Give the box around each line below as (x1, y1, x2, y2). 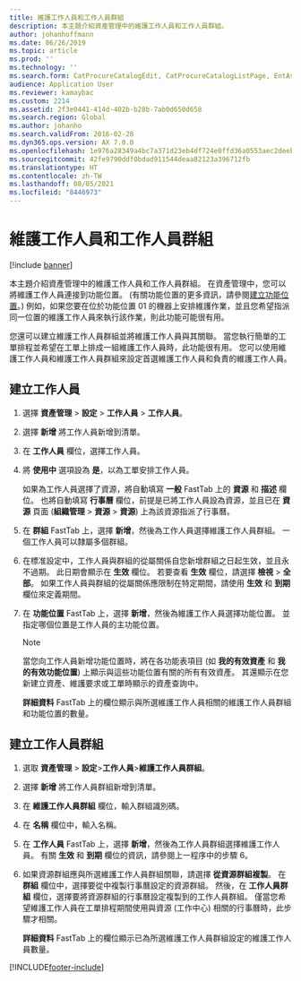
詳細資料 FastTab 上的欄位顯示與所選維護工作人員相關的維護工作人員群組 (21, 696, 292, 708)
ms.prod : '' (9, 55, 54, 64)
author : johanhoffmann (9, 30, 94, 39)
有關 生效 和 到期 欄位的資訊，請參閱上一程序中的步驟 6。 (39, 849, 254, 860)
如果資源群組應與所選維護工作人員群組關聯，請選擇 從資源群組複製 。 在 (21, 868, 287, 879)
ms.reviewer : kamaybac (9, 88, 94, 97)
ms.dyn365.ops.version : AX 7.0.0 (9, 138, 134, 147)
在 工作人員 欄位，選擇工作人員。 (21, 445, 145, 456)
